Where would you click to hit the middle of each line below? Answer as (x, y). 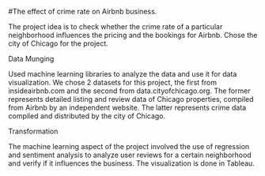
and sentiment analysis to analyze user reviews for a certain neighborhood (130, 155)
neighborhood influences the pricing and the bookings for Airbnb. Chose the (133, 35)
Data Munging (31, 59)
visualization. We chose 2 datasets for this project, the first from (113, 82)
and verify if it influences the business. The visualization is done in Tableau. (131, 163)
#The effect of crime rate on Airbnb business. (83, 11)
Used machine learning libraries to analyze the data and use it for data (123, 74)
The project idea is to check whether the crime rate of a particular (115, 26)
